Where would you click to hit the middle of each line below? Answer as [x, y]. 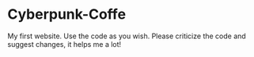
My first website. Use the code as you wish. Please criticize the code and [127, 36]
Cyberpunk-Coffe [67, 14]
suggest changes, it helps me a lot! [64, 44]
